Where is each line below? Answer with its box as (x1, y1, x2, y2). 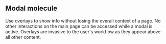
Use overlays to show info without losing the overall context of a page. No (5, 17, 161, 24)
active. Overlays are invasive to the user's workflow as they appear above (5, 28, 161, 35)
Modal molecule (5, 4, 58, 13)
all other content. (5, 34, 41, 40)
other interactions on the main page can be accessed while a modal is (5, 23, 153, 29)
